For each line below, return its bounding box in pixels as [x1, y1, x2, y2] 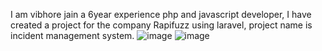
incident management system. [10, 30, 135, 41]
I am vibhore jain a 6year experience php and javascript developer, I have [10, 9, 312, 20]
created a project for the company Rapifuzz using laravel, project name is [10, 19, 313, 31]
